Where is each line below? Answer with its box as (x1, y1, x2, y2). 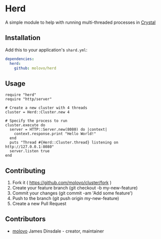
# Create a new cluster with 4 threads (5, 105, 88, 110)
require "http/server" (5, 97, 52, 102)
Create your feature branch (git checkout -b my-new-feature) (12, 185, 138, 191)
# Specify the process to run (5, 118, 68, 124)
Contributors (5, 215, 46, 223)
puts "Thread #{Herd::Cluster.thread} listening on (9, 140, 119, 145)
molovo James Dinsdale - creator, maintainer (12, 228, 104, 234)
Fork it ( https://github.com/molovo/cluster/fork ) (12, 180, 112, 186)
